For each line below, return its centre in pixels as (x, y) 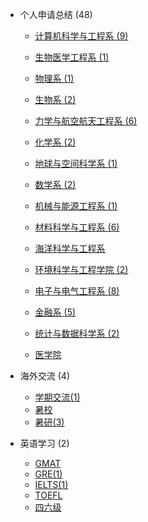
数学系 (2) (55, 184)
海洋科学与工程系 (70, 248)
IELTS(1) (51, 484)
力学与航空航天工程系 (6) (86, 121)
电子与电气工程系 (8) (77, 291)
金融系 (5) (55, 312)
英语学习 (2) (44, 443)
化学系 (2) (55, 142)
